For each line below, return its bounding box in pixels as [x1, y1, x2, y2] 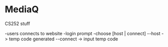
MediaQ [5, 4, 39, 15]
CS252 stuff [5, 20, 30, 27]
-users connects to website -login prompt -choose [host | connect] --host [5, 30, 161, 36]
